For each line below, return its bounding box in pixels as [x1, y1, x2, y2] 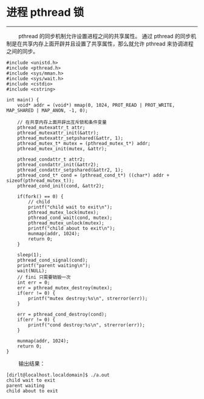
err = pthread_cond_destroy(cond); [17, 311, 107, 317]
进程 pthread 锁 [6, 5, 84, 19]
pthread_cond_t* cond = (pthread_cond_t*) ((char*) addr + [17, 172, 170, 178]
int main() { [6, 96, 39, 103]
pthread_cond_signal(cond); [17, 257, 88, 263]
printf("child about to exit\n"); [28, 225, 115, 231]
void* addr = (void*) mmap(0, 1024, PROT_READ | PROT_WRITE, [17, 102, 175, 108]
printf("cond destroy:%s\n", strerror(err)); [28, 322, 146, 328]
